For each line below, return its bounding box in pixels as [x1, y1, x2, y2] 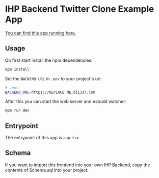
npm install [5, 67, 29, 72]
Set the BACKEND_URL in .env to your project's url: [5, 76, 102, 81]
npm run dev [5, 108, 29, 113]
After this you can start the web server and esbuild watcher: [5, 99, 127, 104]
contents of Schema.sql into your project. [5, 167, 89, 173]
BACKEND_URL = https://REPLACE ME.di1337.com [5, 90, 96, 95]
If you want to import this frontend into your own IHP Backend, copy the [5, 162, 151, 168]
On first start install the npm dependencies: [5, 57, 93, 63]
